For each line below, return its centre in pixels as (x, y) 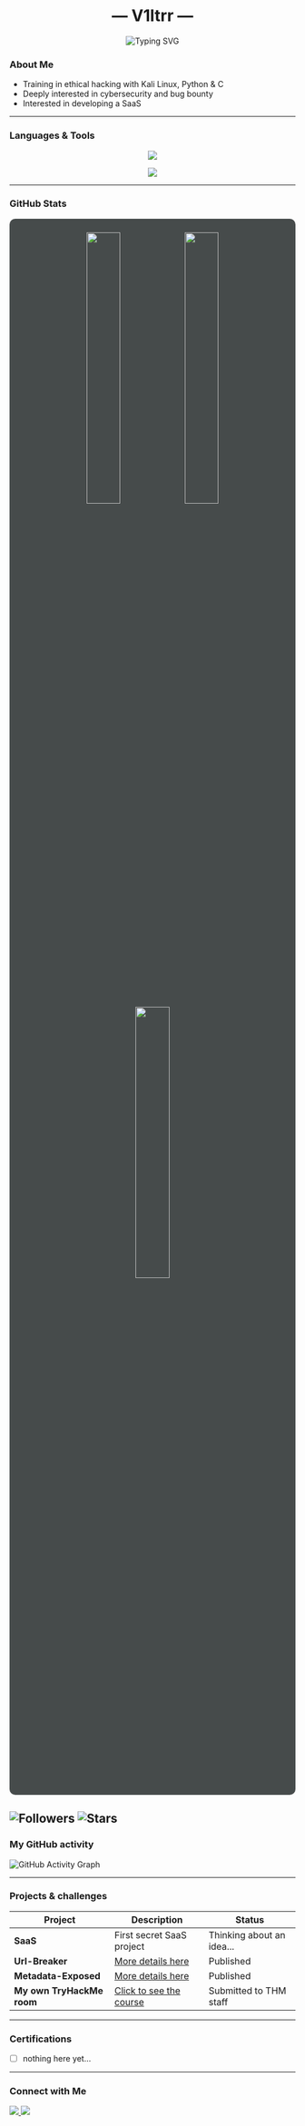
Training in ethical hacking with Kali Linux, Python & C (123, 84)
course (129, 2002)
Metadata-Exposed (58, 1975)
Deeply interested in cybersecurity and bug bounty (118, 94)
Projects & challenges (58, 1896)
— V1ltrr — (152, 16)
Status (250, 1919)
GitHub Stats (38, 203)
